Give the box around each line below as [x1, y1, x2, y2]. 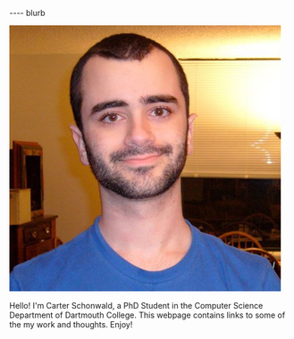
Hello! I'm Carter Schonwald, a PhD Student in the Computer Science [9, 301, 264, 310]
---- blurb [9, 8, 46, 18]
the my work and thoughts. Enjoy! [9, 319, 133, 329]
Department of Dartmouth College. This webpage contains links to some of [9, 310, 286, 320]
